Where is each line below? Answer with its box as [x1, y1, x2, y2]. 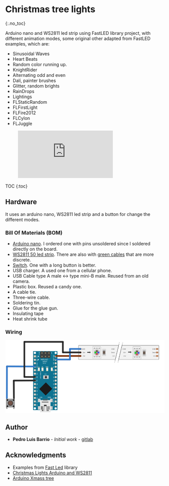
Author [5, 423, 28, 431]
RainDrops [12, 88, 34, 94]
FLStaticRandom [12, 99, 47, 105]
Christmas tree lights [5, 4, 96, 15]
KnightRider [12, 67, 37, 73]
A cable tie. [12, 289, 36, 295]
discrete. [12, 257, 31, 263]
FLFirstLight [12, 104, 38, 110]
